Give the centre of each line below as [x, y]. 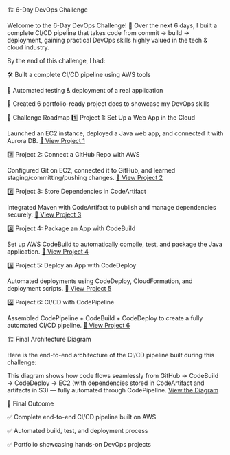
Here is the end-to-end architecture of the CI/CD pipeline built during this [111, 355]
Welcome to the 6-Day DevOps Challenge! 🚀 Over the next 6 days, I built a [112, 25]
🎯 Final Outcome [31, 403]
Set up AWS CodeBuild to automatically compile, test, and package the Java [115, 244]
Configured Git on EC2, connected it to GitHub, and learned [91, 170]
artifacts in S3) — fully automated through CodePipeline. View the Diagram [113, 390]
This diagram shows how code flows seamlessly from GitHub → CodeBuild [113, 376]
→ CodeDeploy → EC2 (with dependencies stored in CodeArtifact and [106, 383]
